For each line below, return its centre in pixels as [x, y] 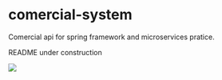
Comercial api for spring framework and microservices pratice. [111, 37]
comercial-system [71, 15]
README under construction [55, 52]
